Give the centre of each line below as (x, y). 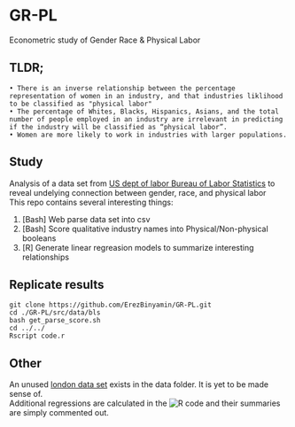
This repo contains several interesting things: (91, 202)
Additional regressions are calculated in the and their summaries (145, 403)
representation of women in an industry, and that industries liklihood (146, 96)
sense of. (26, 394)
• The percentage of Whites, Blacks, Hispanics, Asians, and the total (144, 112)
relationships (45, 257)
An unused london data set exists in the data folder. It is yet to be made (139, 384)
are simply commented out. (59, 413)
